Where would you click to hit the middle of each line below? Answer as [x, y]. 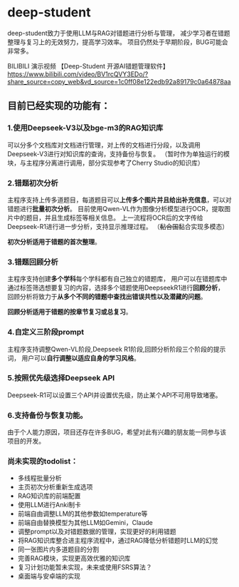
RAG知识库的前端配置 [49, 496]
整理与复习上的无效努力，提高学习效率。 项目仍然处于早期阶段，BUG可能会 [118, 42]
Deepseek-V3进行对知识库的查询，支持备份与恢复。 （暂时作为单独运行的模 [118, 153]
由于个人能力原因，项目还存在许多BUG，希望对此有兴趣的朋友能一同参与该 [117, 432]
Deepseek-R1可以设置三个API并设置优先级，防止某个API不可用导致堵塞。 [115, 395]
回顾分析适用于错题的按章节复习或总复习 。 [70, 312]
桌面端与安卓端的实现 [49, 576]
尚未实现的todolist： [43, 461]
